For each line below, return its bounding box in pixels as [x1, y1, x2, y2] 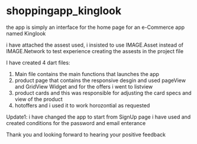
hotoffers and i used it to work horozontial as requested [14, 102, 150, 109]
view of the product [14, 96, 63, 103]
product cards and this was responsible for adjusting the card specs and [14, 89, 192, 96]
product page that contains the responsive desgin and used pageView [14, 77, 186, 84]
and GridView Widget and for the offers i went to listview [14, 83, 153, 90]
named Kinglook [6, 30, 46, 37]
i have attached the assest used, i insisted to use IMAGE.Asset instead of [6, 41, 184, 48]
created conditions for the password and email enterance [6, 119, 146, 126]
